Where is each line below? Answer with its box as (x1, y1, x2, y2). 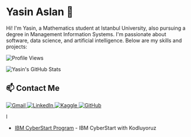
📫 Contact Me (6, 83, 60, 93)
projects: (6, 43, 27, 50)
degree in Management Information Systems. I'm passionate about (6, 30, 166, 37)
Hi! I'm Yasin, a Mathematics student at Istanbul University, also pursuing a (6, 24, 186, 31)
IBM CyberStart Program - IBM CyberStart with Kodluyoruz (14, 124, 157, 131)
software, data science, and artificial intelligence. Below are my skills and (6, 37, 182, 44)
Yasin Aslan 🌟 (6, 5, 74, 19)
